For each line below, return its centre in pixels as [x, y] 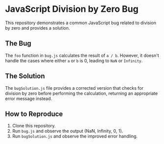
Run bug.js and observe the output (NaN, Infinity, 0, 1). [68, 131]
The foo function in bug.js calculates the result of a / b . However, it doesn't [82, 55]
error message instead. [29, 98]
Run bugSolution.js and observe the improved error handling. [75, 136]
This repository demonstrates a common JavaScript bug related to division [81, 23]
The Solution [25, 76]
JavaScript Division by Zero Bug [72, 9]
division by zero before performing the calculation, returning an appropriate [82, 93]
